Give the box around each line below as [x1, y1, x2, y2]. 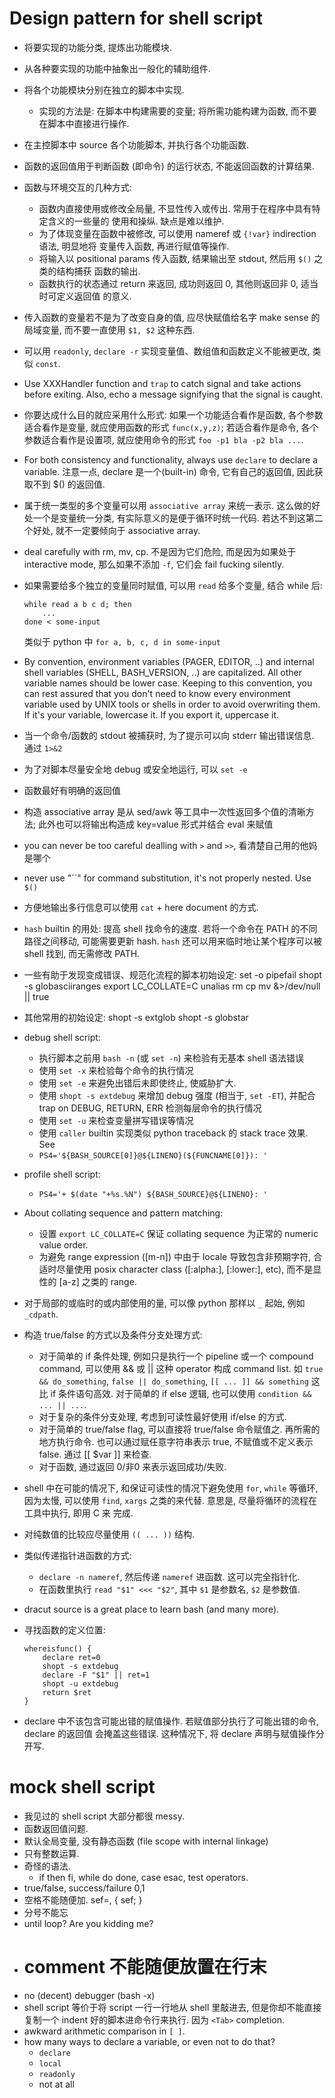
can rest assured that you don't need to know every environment [23, 687, 291, 699]
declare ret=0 [42, 1652, 101, 1662]
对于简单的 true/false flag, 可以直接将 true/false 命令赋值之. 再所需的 [38, 1423, 321, 1435]
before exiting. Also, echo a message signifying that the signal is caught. [23, 388, 324, 400]
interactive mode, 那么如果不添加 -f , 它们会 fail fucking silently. [23, 558, 285, 570]
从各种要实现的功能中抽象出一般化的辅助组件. [23, 62, 211, 74]
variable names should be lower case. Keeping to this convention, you [23, 677, 313, 689]
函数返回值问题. [23, 1822, 89, 1834]
